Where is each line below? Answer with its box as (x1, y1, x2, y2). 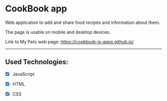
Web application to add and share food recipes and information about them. (5, 19, 161, 25)
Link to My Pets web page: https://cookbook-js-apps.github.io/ (5, 38, 134, 45)
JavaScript (12, 71, 35, 77)
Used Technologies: (5, 58, 69, 66)
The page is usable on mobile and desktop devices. (5, 29, 111, 35)
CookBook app (5, 3, 67, 14)
